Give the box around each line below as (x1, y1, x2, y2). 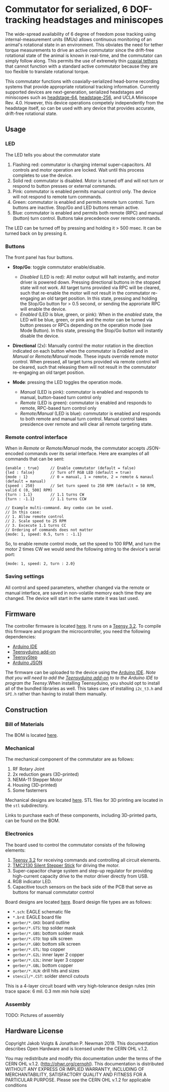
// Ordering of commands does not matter (5, 527, 94, 533)
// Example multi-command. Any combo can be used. (5, 506, 114, 511)
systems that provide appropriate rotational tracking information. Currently (5, 83, 159, 89)
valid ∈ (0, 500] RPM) (5, 488, 53, 493)
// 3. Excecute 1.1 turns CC (5, 523, 66, 528)
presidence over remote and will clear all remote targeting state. (20, 421, 153, 427)
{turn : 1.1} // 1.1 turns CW (5, 492, 84, 498)
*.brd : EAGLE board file (12, 914, 62, 920)
